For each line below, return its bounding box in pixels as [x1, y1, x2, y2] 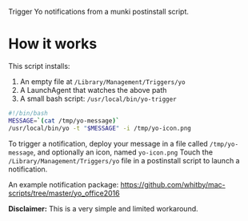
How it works [8, 35, 98, 53]
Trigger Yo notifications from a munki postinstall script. [8, 7, 190, 16]
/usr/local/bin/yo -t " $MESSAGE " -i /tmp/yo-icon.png [8, 124, 192, 132]
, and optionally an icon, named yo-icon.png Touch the [33, 147, 214, 157]
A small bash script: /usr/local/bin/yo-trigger [19, 94, 178, 103]
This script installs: [8, 61, 70, 70]
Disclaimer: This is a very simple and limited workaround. [8, 203, 198, 213]
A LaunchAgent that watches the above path [19, 85, 167, 94]
